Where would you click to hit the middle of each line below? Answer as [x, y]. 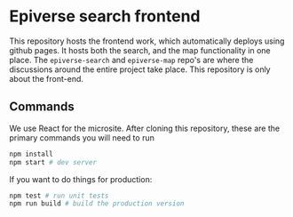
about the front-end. [47, 78]
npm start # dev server [53, 162]
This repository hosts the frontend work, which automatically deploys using [147, 41]
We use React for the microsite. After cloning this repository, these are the [145, 128]
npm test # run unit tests [59, 196]
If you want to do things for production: [81, 179]
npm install [31, 154]
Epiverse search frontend [105, 16]
